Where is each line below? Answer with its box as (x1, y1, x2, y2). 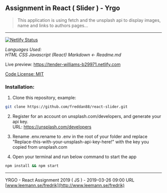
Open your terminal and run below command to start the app (12, 154, 137, 160)
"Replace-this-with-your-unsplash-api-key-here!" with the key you (12, 139, 149, 145)
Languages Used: (5, 46, 42, 52)
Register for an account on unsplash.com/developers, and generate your (12, 113, 162, 119)
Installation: (5, 83, 35, 90)
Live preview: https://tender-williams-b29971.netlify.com (5, 61, 121, 67)
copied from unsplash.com (12, 144, 68, 150)
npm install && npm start (5, 163, 59, 168)
